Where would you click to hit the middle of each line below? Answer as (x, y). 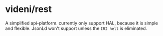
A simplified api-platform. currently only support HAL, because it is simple (81, 23)
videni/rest (28, 9)
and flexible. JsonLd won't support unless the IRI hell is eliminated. (76, 28)
